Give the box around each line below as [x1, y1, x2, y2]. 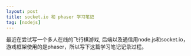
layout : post [6, 8, 38, 15]
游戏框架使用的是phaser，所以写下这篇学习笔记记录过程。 [6, 43, 147, 50]
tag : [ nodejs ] [6, 19, 41, 25]
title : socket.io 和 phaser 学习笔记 [6, 14, 94, 20]
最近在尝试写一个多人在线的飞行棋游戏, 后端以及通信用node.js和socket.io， [6, 36, 189, 43]
